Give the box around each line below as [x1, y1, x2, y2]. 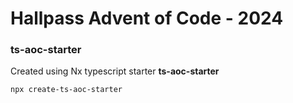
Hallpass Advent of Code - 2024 [10, 7, 284, 30]
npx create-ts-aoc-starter [10, 85, 123, 95]
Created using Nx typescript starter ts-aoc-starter [10, 65, 220, 77]
